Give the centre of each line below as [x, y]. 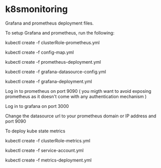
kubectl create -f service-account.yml [44, 150]
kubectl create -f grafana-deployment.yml [49, 81]
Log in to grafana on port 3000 [37, 106]
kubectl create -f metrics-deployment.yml [48, 160]
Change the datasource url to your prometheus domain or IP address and [81, 116]
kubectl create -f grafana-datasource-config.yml [56, 72]
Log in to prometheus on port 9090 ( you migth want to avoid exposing [78, 91]
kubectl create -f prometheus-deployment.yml [53, 62]
